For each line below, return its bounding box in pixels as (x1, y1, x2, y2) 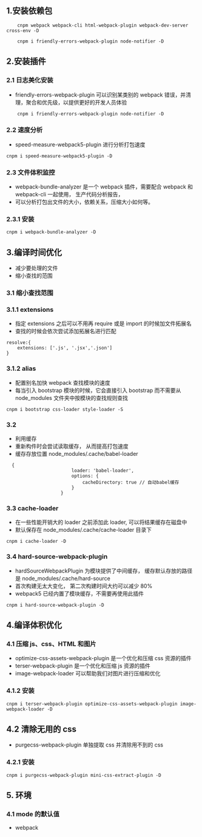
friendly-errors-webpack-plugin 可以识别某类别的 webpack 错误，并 (15, 91, 186, 98)
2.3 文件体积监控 (6, 168, 55, 176)
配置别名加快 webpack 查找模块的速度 (15, 379, 110, 386)
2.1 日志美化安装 (6, 76, 53, 84)
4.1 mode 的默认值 (6, 810, 59, 819)
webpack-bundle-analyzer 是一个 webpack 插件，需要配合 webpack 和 (15, 183, 193, 190)
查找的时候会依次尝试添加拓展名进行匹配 (15, 328, 116, 335)
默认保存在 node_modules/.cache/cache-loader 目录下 (15, 526, 152, 534)
